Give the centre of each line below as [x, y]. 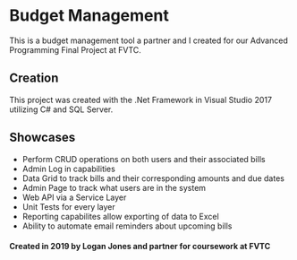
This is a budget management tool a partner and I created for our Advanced [148, 40]
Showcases [42, 138]
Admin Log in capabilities [69, 169]
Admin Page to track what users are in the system [114, 187]
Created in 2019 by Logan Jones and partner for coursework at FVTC [140, 247]
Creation [34, 78]
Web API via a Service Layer [74, 197]
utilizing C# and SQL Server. [61, 109]
